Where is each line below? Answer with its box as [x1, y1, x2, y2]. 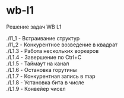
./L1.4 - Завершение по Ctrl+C [6, 53, 82, 61]
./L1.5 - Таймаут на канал [6, 60, 69, 67]
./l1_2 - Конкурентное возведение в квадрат [6, 41, 118, 48]
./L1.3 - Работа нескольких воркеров [6, 47, 99, 54]
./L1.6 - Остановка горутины [6, 66, 77, 73]
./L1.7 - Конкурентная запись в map [6, 72, 96, 80]
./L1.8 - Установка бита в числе [6, 78, 85, 86]
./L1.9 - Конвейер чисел [6, 85, 66, 92]
